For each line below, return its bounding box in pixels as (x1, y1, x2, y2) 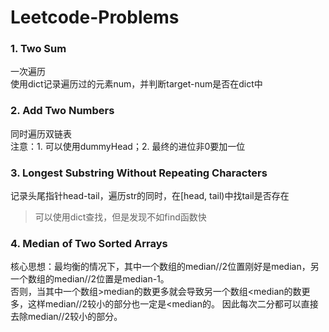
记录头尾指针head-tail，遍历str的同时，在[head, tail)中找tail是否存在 (10, 190, 290, 202)
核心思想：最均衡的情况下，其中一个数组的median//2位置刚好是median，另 (10, 261, 320, 273)
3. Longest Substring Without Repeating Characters (10, 166, 268, 180)
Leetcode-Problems (10, 6, 180, 29)
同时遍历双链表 (10, 127, 72, 140)
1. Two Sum (10, 42, 67, 56)
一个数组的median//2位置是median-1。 (10, 273, 170, 285)
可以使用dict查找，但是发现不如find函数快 (34, 211, 207, 223)
